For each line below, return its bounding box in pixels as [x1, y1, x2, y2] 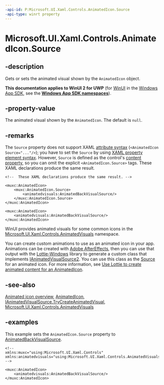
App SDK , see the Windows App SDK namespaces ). [5, 90, 111, 96]
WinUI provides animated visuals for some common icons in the [5, 226, 133, 232]
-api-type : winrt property [5, 12, 60, 17]
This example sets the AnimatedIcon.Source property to [5, 331, 116, 337]
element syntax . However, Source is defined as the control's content [5, 155, 142, 161]
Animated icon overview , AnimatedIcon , [5, 294, 85, 299]
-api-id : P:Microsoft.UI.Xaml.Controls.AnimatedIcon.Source [5, 7, 130, 12]
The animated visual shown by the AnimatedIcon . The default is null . [5, 117, 143, 123]
